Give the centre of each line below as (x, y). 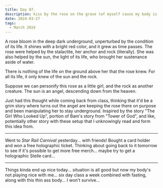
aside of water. (20, 62)
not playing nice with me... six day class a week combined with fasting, (76, 175)
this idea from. (19, 126)
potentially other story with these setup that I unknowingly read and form (78, 121)
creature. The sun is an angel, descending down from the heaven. (71, 91)
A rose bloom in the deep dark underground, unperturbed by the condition (79, 41)
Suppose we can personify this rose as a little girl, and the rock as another (79, 86)
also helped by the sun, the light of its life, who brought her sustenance (76, 57)
